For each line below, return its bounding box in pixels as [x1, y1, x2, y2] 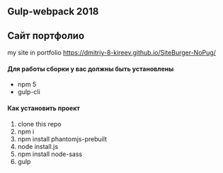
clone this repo [17, 119, 62, 128]
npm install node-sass [17, 150, 83, 158]
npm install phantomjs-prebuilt [17, 134, 108, 143]
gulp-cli [17, 88, 40, 96]
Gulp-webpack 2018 [7, 6, 99, 18]
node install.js [17, 142, 59, 150]
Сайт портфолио [7, 30, 85, 42]
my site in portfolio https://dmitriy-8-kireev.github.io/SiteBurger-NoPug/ [7, 49, 216, 57]
